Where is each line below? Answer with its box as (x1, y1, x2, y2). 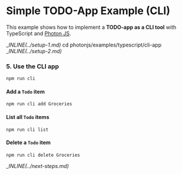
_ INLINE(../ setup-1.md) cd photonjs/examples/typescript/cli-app (6, 41, 162, 48)
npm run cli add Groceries (6, 101, 72, 107)
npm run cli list (6, 127, 49, 133)
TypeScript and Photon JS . (6, 29, 71, 37)
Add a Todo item (6, 88, 45, 95)
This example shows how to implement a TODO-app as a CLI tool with (6, 24, 177, 31)
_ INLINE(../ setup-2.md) (6, 47, 62, 54)
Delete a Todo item (6, 139, 51, 146)
